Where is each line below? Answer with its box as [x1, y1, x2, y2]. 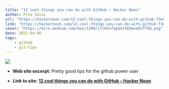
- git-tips [14, 45, 37, 50]
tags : [5, 36, 17, 41]
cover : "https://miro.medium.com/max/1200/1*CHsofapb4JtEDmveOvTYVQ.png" [5, 26, 163, 31]
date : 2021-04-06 [5, 31, 42, 36]
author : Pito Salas [5, 12, 46, 17]
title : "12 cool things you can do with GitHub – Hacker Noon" [5, 7, 141, 13]
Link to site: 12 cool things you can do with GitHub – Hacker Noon [12, 77, 151, 83]
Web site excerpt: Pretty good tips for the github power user [12, 68, 139, 74]
